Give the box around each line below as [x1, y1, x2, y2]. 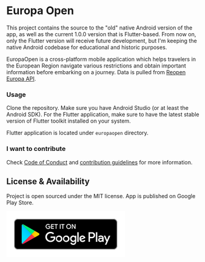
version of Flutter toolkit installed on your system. [6, 117, 132, 125]
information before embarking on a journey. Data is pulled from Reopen [6, 68, 186, 75]
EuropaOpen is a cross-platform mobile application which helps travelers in [6, 55, 196, 63]
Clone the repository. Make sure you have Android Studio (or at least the [6, 104, 188, 112]
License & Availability [6, 176, 90, 187]
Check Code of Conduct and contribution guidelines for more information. [6, 158, 193, 166]
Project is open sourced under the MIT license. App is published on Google [6, 193, 196, 200]
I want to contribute [6, 145, 66, 153]
